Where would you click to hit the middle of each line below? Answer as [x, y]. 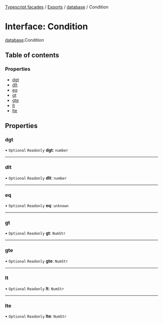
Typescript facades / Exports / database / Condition [57, 7]
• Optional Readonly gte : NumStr [37, 261]
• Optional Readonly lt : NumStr [35, 289]
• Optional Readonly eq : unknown [37, 205]
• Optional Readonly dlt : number [36, 178]
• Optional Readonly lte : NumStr [36, 316]
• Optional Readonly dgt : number [37, 150]
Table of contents [32, 55]
